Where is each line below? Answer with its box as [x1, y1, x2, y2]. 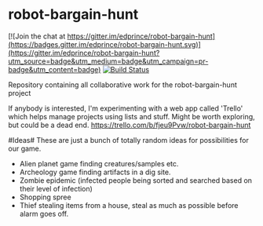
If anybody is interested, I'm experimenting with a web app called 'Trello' [8, 104, 243, 113]
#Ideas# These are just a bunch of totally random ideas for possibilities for [8, 135, 249, 144]
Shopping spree [19, 192, 72, 202]
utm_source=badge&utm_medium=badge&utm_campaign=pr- [8, 56, 209, 66]
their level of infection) [19, 184, 93, 193]
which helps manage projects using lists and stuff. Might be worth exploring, [8, 111, 255, 121]
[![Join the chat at [8, 31, 66, 41]
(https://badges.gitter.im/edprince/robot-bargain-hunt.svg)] [8, 39, 202, 49]
